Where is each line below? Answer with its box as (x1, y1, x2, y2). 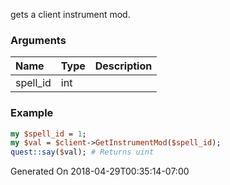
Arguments (10, 33, 67, 47)
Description (94, 59, 153, 73)
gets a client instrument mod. (10, 9, 131, 20)
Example (10, 106, 54, 120)
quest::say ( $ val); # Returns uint (10, 147, 155, 158)
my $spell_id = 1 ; (10, 129, 87, 139)
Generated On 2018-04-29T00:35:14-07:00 (10, 165, 190, 178)
